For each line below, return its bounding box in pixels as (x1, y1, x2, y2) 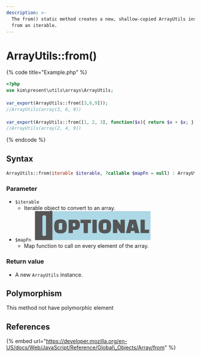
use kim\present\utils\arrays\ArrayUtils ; (6, 88, 114, 94)
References (6, 322, 50, 332)
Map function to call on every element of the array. (23, 242, 149, 250)
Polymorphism (6, 288, 62, 298)
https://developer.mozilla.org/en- (45, 338, 127, 345)
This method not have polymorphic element (6, 304, 114, 311)
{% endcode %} (6, 136, 46, 143)
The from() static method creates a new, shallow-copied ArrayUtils (11, 16, 186, 22)
